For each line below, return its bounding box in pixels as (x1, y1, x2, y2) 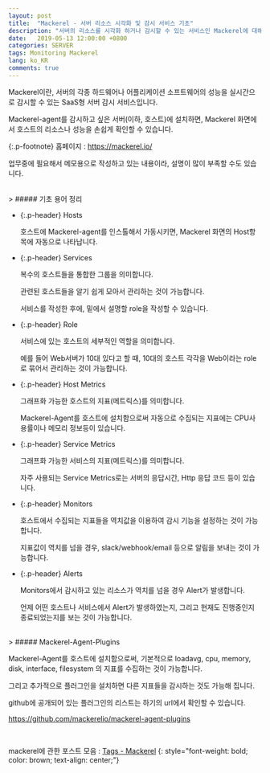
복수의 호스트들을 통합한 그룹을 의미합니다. (19, 269, 154, 279)
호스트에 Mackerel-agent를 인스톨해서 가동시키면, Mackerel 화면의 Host (19, 227, 250, 236)
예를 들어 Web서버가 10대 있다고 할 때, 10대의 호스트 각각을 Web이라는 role (19, 353, 257, 362)
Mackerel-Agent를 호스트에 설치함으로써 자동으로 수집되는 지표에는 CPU (19, 413, 250, 423)
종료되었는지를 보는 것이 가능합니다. (19, 612, 133, 622)
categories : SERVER (8, 42, 74, 50)
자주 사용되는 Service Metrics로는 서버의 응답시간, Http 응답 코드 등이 (19, 472, 241, 482)
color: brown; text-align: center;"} (8, 755, 120, 764)
